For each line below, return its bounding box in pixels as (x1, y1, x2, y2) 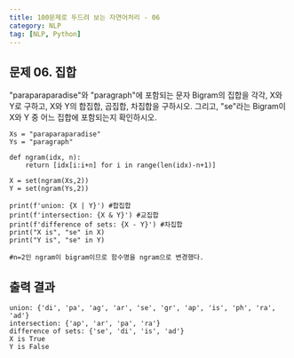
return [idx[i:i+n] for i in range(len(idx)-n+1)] (25, 161, 217, 170)
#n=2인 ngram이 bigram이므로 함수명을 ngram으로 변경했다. (9, 253, 204, 262)
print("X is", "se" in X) (9, 228, 105, 237)
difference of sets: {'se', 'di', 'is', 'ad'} (9, 327, 185, 336)
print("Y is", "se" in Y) (9, 236, 105, 245)
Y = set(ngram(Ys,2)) (9, 184, 90, 194)
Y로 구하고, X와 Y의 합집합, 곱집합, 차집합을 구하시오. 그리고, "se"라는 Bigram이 (9, 101, 286, 112)
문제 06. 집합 (9, 64, 77, 80)
